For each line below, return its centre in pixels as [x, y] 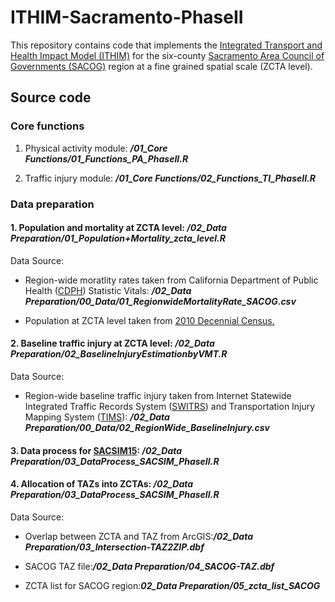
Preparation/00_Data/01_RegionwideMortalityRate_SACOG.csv [160, 301]
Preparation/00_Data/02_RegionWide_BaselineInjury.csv [147, 427]
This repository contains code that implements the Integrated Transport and [166, 45]
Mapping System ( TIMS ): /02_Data [97, 417]
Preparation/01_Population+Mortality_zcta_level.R [118, 238]
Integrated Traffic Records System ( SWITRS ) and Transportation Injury [170, 406]
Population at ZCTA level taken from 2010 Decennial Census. [149, 320]
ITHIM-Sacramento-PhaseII [127, 17]
